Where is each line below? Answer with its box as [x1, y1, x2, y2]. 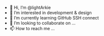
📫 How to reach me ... [9, 26, 55, 31]
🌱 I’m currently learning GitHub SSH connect [9, 15, 99, 20]
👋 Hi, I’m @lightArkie [9, 5, 51, 10]
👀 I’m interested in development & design [9, 10, 92, 16]
